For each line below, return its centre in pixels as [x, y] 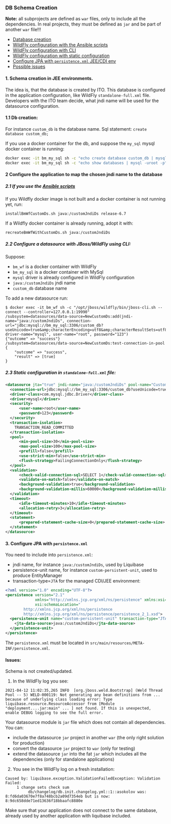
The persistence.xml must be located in [47, 643]
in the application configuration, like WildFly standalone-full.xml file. [78, 95]
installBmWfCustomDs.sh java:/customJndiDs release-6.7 [66, 214]
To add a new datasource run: [37, 298]
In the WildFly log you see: [40, 681]
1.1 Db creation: [22, 118]
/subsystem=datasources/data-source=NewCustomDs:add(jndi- [69, 316]
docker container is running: [35, 149]
